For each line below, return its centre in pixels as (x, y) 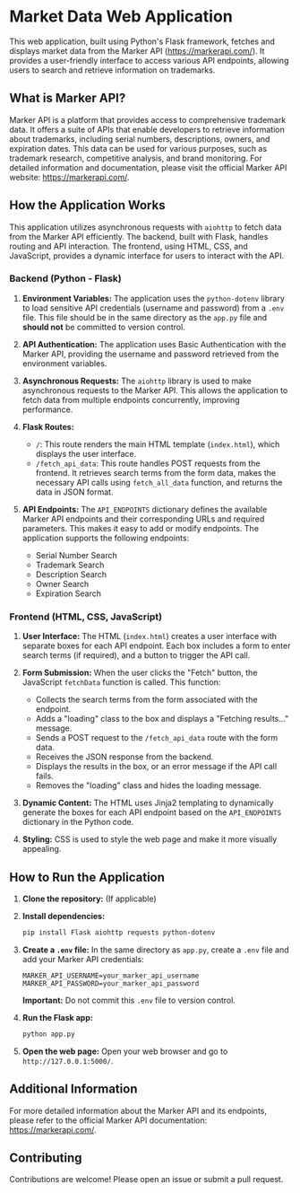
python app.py (48, 1034)
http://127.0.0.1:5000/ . (68, 1060)
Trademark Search (70, 565)
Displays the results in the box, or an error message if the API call (156, 767)
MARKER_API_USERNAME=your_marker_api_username (111, 976)
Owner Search (62, 583)
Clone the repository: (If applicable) (89, 899)
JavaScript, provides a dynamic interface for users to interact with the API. (147, 255)
